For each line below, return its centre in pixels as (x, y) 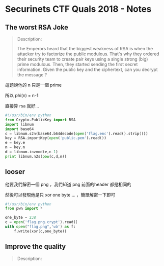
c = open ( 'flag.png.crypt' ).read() (41, 222)
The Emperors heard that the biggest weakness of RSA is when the (85, 49)
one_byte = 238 (21, 218)
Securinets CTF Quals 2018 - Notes (78, 9)
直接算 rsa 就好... (22, 106)
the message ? (32, 75)
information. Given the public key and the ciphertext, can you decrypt (87, 69)
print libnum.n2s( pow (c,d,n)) (36, 156)
